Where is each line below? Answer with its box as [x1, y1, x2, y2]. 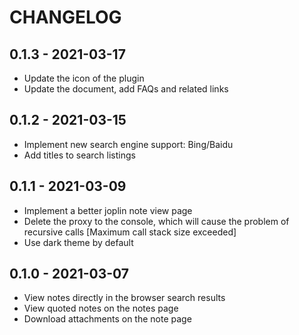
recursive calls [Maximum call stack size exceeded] [23, 226, 237, 238]
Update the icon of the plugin [23, 72, 145, 84]
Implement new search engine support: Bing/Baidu [23, 138, 234, 150]
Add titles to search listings [23, 149, 136, 161]
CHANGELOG [9, 6, 122, 29]
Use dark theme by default [23, 236, 134, 248]
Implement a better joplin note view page [23, 204, 193, 216]
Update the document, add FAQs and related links [23, 83, 229, 95]
